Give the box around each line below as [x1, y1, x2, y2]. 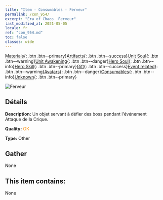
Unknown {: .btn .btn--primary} [14, 74, 77, 80]
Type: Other [5, 135, 30, 141]
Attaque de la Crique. [5, 116, 48, 122]
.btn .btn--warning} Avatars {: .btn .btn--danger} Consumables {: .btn [5, 69, 142, 75]
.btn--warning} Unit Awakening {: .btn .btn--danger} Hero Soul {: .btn [5, 58, 141, 64]
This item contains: [5, 177, 66, 185]
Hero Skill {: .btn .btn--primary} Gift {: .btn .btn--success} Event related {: [14, 63, 158, 69]
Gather [5, 149, 27, 158]
